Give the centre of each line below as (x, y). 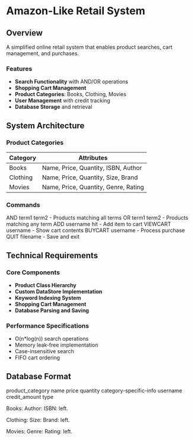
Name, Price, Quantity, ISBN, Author (92, 167)
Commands (23, 205)
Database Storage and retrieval (53, 107)
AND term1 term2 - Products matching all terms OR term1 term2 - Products (97, 218)
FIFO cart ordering (37, 358)
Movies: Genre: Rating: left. (39, 432)
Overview (25, 33)
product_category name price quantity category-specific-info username (94, 391)
